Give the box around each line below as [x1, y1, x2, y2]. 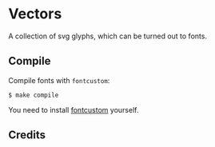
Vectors [8, 5, 62, 23]
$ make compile [8, 91, 59, 99]
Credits [8, 129, 46, 142]
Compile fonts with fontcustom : [8, 75, 110, 85]
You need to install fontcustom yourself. [8, 105, 139, 114]
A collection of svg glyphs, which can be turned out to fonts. [8, 31, 208, 41]
